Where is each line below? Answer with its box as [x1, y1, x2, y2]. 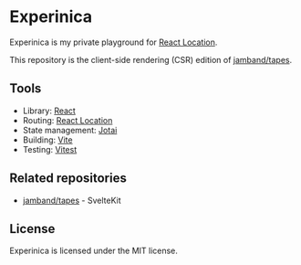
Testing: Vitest [22, 143, 78, 154]
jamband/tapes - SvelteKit [22, 195, 121, 206]
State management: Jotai [22, 124, 118, 135]
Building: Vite [22, 134, 73, 145]
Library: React [22, 105, 76, 116]
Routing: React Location [22, 114, 113, 125]
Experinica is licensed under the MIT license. [9, 245, 178, 257]
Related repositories [9, 171, 128, 186]
